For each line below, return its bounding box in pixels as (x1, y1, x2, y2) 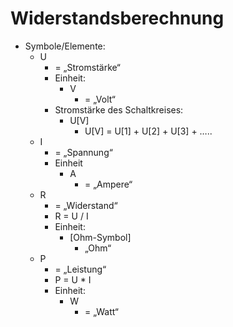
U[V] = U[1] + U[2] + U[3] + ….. (84, 125, 213, 137)
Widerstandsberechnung (10, 7, 225, 30)
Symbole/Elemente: (24, 40, 106, 52)
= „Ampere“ (84, 178, 133, 190)
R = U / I (54, 210, 89, 222)
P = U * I (54, 273, 92, 286)
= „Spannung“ (54, 146, 113, 158)
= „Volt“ (84, 93, 116, 105)
